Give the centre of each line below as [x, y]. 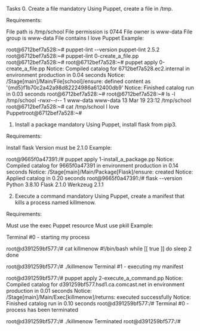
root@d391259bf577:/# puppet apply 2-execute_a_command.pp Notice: [95, 278]
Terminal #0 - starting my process [48, 237]
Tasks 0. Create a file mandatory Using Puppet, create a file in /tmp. [90, 9]
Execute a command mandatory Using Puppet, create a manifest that [100, 196]
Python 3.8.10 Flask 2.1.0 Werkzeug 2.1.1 [55, 185]
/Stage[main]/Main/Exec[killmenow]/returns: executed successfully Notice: [99, 297]
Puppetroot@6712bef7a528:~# [44, 113]
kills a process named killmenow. [55, 202]
